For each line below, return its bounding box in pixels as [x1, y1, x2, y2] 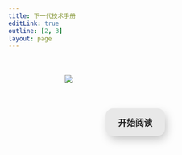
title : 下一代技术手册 [8, 11, 77, 20]
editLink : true [8, 19, 60, 27]
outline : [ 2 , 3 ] [8, 27, 63, 35]
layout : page [8, 34, 52, 43]
